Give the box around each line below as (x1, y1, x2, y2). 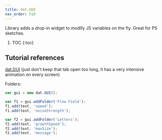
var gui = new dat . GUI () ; (5, 90, 57, 95)
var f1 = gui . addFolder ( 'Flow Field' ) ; (5, 99, 86, 105)
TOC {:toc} (12, 39, 34, 45)
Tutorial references (5, 53, 65, 62)
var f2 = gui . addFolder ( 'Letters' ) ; (5, 117, 79, 122)
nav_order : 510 (5, 12, 36, 17)
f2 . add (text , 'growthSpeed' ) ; (5, 122, 67, 126)
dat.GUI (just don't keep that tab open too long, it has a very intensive (5, 67, 144, 72)
